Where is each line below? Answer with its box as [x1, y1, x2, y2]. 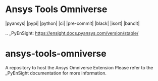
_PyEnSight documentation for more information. [5, 70, 107, 76]
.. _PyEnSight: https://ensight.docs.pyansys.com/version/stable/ [5, 30, 139, 36]
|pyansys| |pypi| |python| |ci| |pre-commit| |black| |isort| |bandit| [5, 20, 140, 26]
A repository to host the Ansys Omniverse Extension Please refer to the [5, 64, 153, 70]
